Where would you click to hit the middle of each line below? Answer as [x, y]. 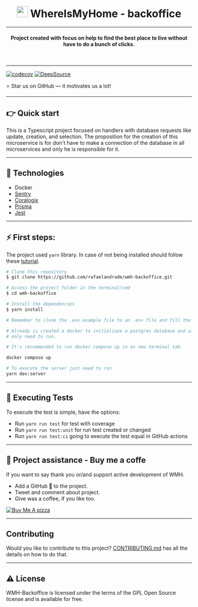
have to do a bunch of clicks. [99, 44]
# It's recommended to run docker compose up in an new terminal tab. [95, 347]
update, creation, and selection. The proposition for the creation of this [92, 137]
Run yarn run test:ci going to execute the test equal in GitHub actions [101, 436]
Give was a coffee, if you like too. [55, 498]
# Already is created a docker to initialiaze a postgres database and [96, 331]
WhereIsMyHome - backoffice [106, 14]
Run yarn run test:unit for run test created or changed [83, 430]
